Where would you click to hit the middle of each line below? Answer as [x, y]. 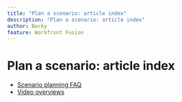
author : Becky [27, 26]
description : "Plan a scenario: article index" [76, 20]
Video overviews [41, 92]
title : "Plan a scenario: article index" [67, 13]
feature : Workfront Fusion [45, 32]
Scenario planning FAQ [49, 85]
